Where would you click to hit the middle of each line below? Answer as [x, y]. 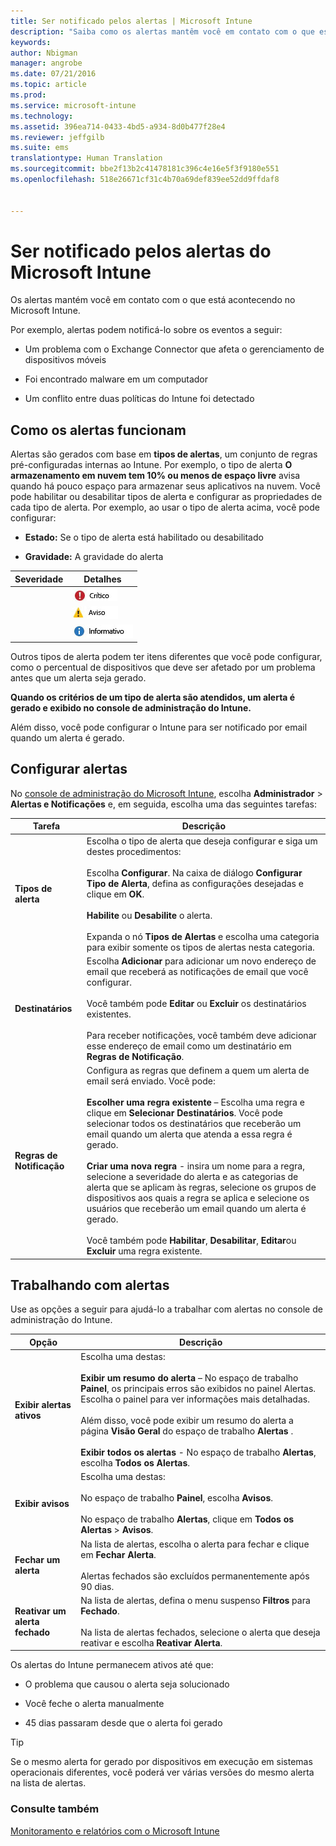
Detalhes [102, 579]
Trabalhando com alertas [90, 1285]
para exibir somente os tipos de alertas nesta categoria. [200, 947]
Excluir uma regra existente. [144, 1251]
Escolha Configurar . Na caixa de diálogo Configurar [194, 872]
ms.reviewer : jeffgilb [57, 137]
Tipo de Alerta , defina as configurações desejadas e [195, 883]
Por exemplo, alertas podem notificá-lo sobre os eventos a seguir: [146, 330]
